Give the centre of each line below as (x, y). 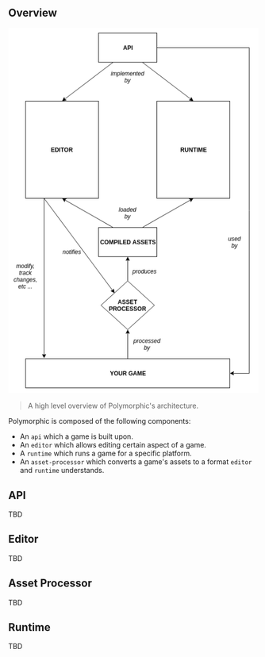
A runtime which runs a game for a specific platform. (106, 453)
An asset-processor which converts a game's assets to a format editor (136, 462)
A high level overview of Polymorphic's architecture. (113, 406)
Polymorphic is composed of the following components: (100, 421)
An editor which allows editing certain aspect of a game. (113, 445)
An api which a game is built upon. (76, 436)
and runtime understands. (62, 471)
